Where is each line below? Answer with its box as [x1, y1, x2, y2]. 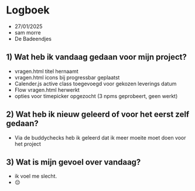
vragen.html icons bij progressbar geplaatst [14, 74, 120, 81]
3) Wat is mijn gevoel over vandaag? [6, 157, 141, 167]
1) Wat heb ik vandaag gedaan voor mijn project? [6, 52, 187, 62]
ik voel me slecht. [14, 173, 57, 180]
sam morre [14, 29, 41, 36]
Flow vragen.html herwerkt [14, 86, 80, 93]
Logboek [6, 4, 50, 17]
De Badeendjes [14, 35, 52, 42]
